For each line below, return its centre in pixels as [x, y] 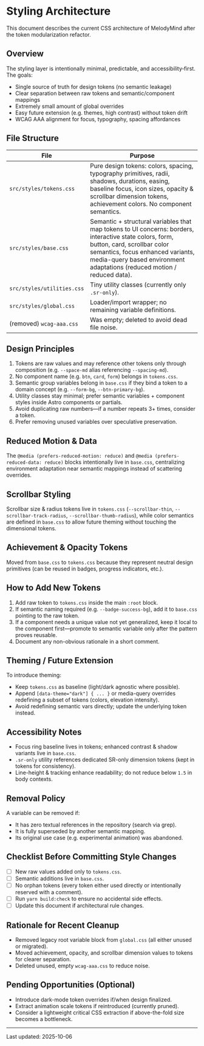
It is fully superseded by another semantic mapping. [80, 831]
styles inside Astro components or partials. [69, 402]
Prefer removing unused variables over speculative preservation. [96, 422]
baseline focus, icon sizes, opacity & [142, 188]
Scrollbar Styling [39, 494]
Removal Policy [36, 798]
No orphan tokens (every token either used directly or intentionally [98, 885]
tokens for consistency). [45, 766]
